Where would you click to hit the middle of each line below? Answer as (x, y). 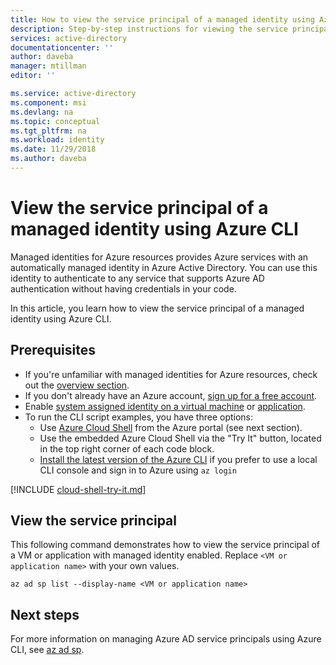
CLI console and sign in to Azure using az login (138, 470)
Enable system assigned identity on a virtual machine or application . (165, 406)
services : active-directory (69, 38)
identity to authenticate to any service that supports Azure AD (137, 278)
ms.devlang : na (42, 112)
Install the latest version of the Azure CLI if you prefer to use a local (178, 459)
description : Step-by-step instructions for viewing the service (149, 29)
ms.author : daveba (48, 159)
